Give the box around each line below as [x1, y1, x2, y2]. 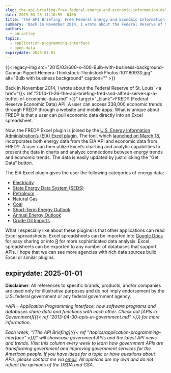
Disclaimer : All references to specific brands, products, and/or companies [5, 282, 161, 288]
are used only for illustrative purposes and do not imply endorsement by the [5, 288, 164, 294]
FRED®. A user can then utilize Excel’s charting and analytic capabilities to [5, 143, 161, 149]
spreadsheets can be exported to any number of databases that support [5, 243, 157, 250]
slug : [5, 7, 17, 13]
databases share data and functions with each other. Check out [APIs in [5, 309, 157, 315]
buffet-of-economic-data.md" [5, 95, 68, 102]
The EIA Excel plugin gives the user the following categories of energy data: [5, 169, 164, 176]
